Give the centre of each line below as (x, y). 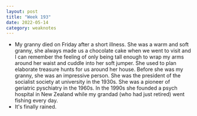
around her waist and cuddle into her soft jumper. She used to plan (95, 63)
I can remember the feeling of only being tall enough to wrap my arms (99, 57)
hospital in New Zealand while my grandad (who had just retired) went (100, 94)
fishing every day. (36, 101)
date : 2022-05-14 (27, 22)
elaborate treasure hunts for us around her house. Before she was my (99, 69)
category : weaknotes (31, 28)
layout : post (22, 11)
